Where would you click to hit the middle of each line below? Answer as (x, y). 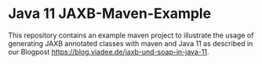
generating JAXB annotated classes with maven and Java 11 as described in (131, 43)
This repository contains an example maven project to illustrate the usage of (131, 35)
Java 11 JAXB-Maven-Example (110, 14)
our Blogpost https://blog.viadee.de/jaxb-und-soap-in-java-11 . (109, 52)
